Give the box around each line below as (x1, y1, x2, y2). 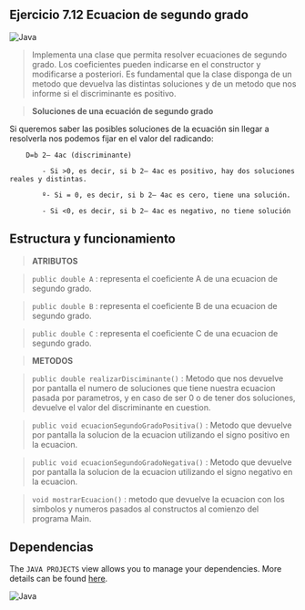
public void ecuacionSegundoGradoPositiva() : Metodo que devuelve (31, 419, 292, 430)
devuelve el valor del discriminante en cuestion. (31, 401, 211, 413)
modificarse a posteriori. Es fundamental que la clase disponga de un (31, 68, 292, 79)
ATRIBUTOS (31, 255, 78, 266)
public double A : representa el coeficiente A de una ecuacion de (31, 273, 278, 284)
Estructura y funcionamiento (9, 232, 176, 247)
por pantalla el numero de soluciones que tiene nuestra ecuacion (31, 382, 276, 393)
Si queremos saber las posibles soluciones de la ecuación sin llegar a (9, 123, 270, 134)
